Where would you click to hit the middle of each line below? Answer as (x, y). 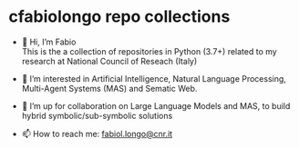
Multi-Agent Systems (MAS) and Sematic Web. (109, 88)
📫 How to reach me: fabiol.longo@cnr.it (97, 133)
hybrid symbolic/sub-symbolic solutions (97, 115)
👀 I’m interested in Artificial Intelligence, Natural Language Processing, (154, 78)
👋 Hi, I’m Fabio (49, 42)
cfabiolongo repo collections (119, 17)
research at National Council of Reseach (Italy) (109, 61)
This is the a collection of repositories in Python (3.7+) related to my (149, 51)
